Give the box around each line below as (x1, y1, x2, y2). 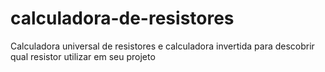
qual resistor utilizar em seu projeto (10, 50, 156, 62)
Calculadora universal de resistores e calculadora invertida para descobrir (10, 40, 315, 52)
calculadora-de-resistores (10, 7, 235, 30)
